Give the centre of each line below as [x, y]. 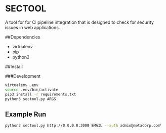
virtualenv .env [22, 85]
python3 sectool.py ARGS [31, 99]
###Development [23, 76]
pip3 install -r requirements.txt [41, 94]
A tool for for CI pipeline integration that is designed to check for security [80, 22]
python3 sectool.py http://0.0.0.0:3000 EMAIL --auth [62, 126]
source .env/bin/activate [32, 90]
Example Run [26, 114]
